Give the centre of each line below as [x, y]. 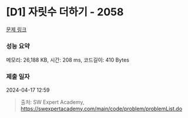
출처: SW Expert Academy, [52, 102]
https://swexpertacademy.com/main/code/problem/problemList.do [101, 109]
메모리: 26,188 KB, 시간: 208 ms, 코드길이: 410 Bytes [68, 60]
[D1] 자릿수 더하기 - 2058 [65, 12]
